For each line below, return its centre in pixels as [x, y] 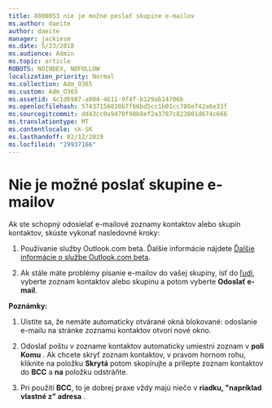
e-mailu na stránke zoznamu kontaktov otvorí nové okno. [116, 331]
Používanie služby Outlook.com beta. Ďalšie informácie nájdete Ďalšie [137, 249]
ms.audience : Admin [42, 54]
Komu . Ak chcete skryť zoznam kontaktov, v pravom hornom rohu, [133, 355]
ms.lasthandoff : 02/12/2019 [56, 137]
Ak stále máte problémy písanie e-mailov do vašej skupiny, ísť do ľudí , [137, 273]
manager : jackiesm [39, 39]
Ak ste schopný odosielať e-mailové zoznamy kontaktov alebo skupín [125, 224]
